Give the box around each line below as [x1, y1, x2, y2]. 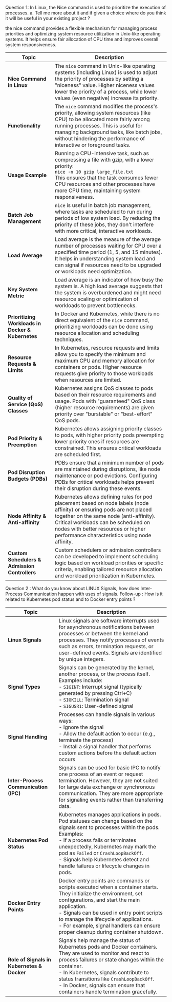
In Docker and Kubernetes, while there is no [54, 310, 160, 317]
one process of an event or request [58, 770, 143, 778]
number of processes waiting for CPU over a [54, 242, 162, 249]
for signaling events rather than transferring [58, 796, 164, 803]
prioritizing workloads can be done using [54, 323, 154, 330]
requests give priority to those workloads [54, 370, 154, 377]
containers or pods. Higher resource [54, 364, 142, 370]
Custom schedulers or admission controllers [54, 546, 161, 554]
